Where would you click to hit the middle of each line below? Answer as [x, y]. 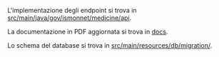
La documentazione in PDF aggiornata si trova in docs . [88, 32]
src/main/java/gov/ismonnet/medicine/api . [70, 18]
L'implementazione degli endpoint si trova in [72, 10]
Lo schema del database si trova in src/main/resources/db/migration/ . [110, 45]
